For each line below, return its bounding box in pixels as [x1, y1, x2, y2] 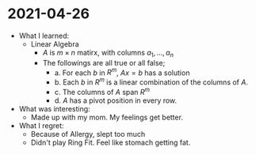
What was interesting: [18, 104, 90, 113]
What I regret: [18, 120, 64, 130]
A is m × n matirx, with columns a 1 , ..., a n [42, 47, 174, 59]
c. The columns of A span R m [54, 86, 151, 96]
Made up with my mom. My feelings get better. [30, 112, 184, 122]
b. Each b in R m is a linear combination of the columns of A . [54, 76, 249, 87]
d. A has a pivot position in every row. [54, 96, 178, 105]
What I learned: [18, 31, 70, 40]
